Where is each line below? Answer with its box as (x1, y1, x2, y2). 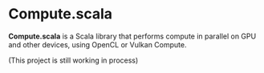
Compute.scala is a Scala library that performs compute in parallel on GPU (8, 31, 257, 41)
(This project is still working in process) (8, 55, 139, 65)
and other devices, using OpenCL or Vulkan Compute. (8, 39, 187, 49)
